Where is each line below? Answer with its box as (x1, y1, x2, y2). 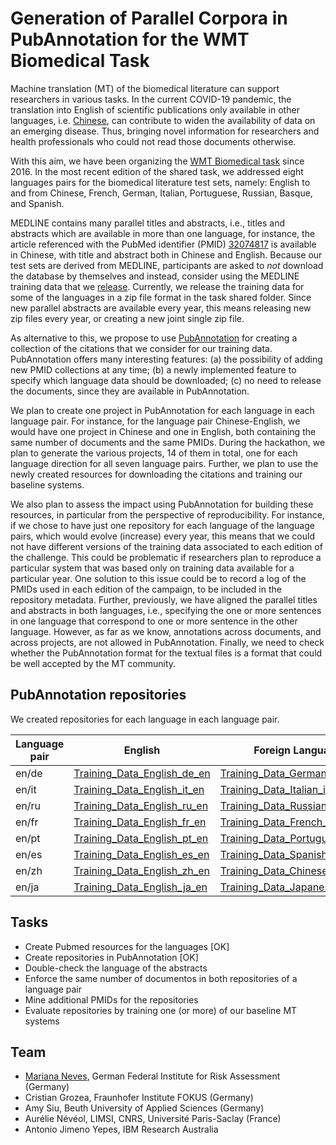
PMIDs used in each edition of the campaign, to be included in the (10, 583, 282, 595)
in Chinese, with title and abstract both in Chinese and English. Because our (10, 248, 323, 261)
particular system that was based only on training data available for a (10, 562, 295, 574)
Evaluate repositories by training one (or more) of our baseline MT (24, 1004, 298, 1016)
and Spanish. (10, 197, 65, 209)
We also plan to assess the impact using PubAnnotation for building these (10, 498, 314, 510)
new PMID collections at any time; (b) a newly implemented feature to (10, 363, 297, 376)
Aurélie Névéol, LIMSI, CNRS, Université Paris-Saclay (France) (24, 1113, 282, 1125)
